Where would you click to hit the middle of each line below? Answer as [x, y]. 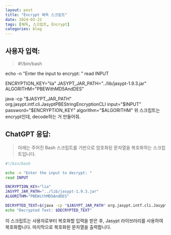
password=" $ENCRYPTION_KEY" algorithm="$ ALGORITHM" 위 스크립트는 [83, 110]
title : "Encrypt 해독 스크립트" [36, 15]
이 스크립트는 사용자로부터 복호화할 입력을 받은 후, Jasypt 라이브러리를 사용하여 [84, 221]
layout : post [19, 10]
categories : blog [24, 29]
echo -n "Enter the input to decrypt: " [49, 173]
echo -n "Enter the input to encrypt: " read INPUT [57, 73]
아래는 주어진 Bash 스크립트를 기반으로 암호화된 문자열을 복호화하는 [85, 147]
